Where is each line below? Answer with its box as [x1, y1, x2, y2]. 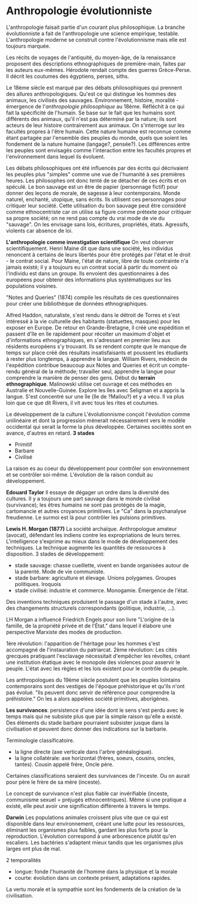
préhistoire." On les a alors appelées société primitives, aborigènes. [6, 695, 169, 702]
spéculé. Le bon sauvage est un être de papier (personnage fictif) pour [6, 183, 178, 190]
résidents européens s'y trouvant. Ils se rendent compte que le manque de [6, 343, 187, 350]
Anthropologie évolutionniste [6, 4, 152, 18]
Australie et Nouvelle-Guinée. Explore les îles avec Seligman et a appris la [6, 386, 185, 393]
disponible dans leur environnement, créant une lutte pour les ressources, [6, 820, 185, 827]
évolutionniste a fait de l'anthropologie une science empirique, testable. [6, 29, 179, 37]
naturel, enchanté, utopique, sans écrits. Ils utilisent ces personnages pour [6, 196, 187, 203]
